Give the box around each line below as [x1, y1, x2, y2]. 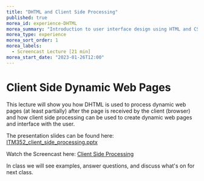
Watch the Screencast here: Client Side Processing [6, 150, 134, 157]
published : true [6, 15, 47, 21]
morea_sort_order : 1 [6, 37, 59, 43]
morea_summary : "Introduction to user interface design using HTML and [6, 26, 191, 32]
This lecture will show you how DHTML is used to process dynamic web [6, 101, 186, 108]
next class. [6, 168, 33, 176]
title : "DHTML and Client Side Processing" [6, 9, 118, 15]
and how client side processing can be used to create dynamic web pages [6, 113, 192, 121]
